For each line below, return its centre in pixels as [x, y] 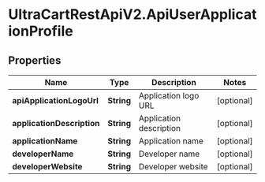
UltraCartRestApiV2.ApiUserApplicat [132, 15]
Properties [35, 60]
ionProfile [41, 31]
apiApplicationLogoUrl [55, 100]
